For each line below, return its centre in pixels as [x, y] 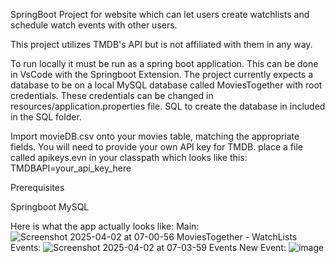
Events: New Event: [148, 247]
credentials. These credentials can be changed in [112, 95]
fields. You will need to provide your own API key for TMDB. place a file [156, 147]
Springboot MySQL [50, 207]
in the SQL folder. [46, 117]
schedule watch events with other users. [94, 25]
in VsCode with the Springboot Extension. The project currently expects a [162, 74]
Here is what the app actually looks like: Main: [105, 226]
